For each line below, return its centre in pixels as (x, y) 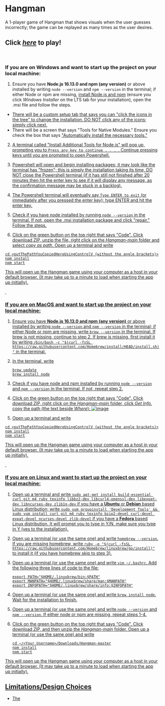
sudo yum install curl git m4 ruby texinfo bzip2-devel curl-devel (82, 514)
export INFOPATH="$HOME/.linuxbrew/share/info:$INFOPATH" (72, 585)
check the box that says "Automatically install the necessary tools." (80, 135)
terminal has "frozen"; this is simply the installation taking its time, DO (82, 170)
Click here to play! (33, 43)
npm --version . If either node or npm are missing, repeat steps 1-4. (79, 614)
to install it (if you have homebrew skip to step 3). (62, 553)
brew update (24, 370)
